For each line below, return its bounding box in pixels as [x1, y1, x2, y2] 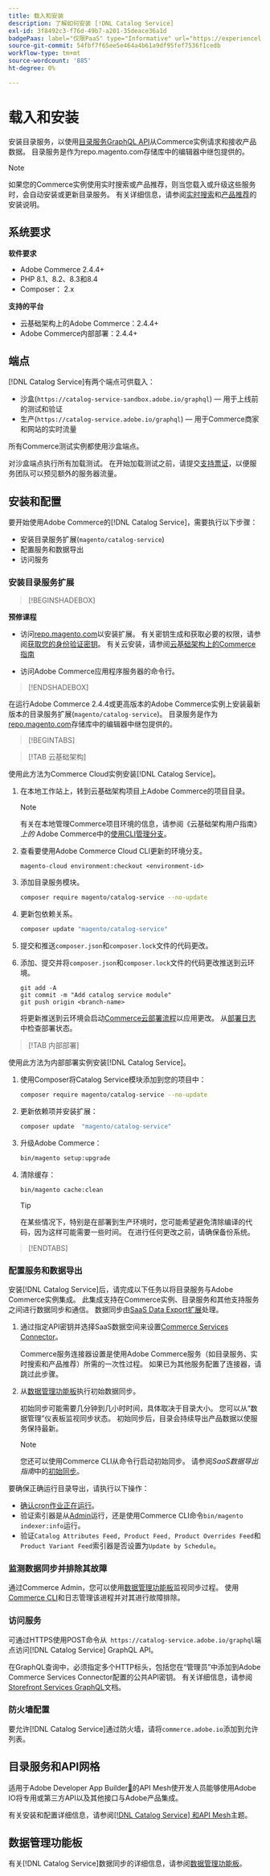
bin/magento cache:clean [19, 1186, 104, 1194]
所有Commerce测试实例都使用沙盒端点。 [8, 441, 144, 451]
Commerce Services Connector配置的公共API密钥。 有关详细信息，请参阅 [8, 1672, 253, 1682]
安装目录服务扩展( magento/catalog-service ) [19, 535, 165, 545]
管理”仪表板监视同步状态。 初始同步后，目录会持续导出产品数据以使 [27, 1413, 251, 1423]
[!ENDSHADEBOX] [27, 682, 89, 693]
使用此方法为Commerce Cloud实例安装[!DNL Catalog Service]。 [8, 769, 221, 779]
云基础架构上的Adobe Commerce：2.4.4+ [19, 318, 159, 328]
